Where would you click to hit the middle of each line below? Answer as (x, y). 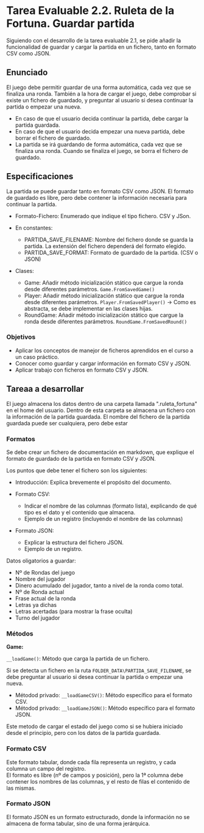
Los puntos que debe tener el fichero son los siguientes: (77, 470)
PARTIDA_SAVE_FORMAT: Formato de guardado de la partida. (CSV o (111, 252)
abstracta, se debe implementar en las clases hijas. (89, 308)
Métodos (20, 633)
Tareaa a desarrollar (45, 389)
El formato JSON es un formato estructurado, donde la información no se (98, 817)
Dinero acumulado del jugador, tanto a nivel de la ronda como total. (99, 585)
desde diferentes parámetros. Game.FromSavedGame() (90, 289)
